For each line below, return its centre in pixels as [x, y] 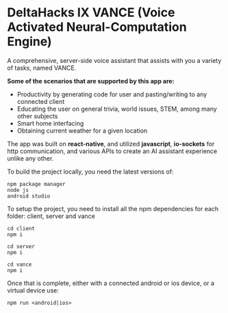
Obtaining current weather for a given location [82, 131]
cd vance [20, 264]
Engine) [30, 42]
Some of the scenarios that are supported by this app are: [91, 81]
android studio [29, 196]
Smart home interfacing [50, 123]
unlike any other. [30, 158]
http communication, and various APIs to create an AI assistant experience [112, 151]
